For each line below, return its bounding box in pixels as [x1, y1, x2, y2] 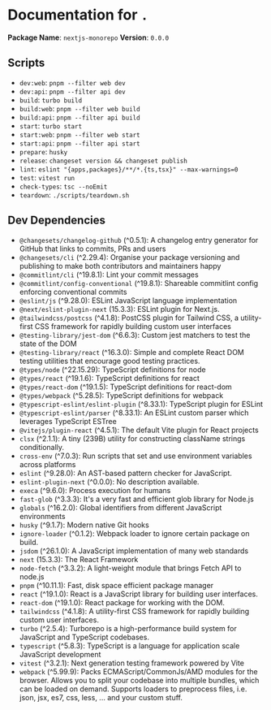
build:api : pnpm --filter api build [19, 112, 140, 122]
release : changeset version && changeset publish [19, 155, 187, 165]
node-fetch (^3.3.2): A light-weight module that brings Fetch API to [19, 563, 242, 573]
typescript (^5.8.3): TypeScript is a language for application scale [19, 640, 240, 651]
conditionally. [19, 442, 65, 452]
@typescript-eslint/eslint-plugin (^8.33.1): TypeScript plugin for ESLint [19, 399, 264, 409]
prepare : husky [19, 146, 68, 156]
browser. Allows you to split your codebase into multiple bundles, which [19, 675, 260, 685]
